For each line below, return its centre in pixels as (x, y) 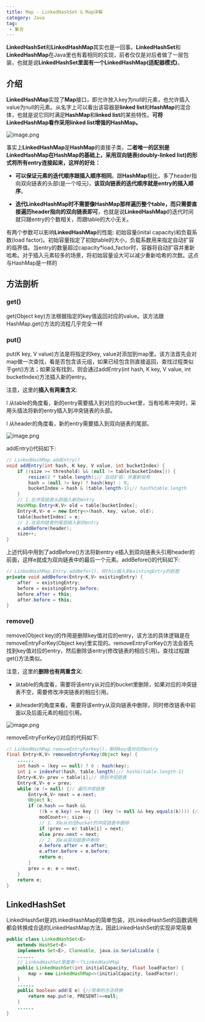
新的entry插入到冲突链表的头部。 (74, 411)
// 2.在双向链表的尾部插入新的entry (58, 523)
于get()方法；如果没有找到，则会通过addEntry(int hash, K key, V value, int (99, 369)
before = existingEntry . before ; (58, 588)
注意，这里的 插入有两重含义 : (42, 390)
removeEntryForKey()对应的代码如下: (53, 737)
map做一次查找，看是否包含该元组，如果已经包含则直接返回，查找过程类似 (100, 362)
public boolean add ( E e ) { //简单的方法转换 (70, 991)
